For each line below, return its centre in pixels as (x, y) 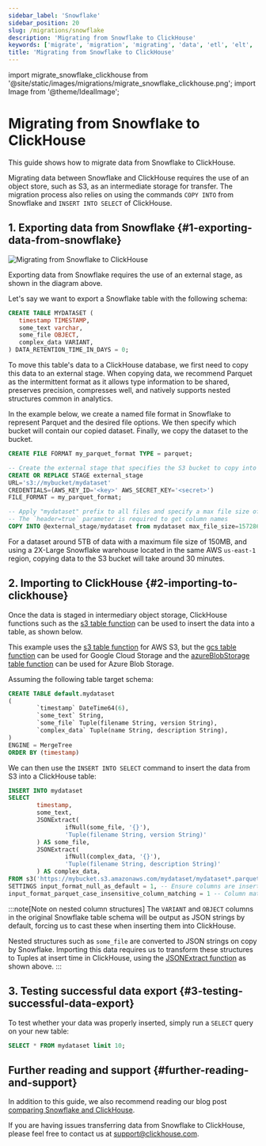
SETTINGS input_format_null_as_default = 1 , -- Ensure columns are (122, 886)
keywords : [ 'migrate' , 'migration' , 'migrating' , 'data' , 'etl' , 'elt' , (131, 45)
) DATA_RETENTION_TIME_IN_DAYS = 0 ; (68, 350)
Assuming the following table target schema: (81, 679)
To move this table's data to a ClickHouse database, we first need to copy (129, 365)
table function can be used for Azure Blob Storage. (91, 664)
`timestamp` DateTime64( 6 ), (83, 708)
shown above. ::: (35, 966)
